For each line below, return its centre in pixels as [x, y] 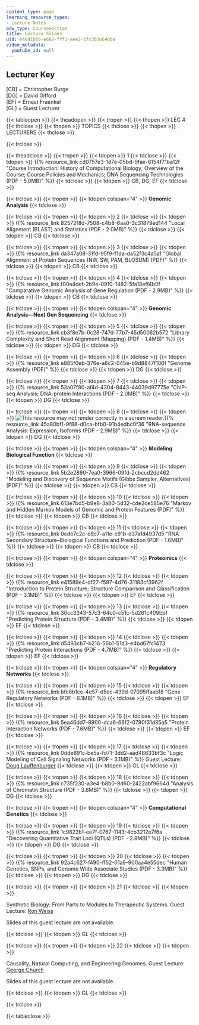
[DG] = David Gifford [31, 95]
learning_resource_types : [38, 17]
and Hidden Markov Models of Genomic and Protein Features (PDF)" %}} [96, 509]
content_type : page [30, 12]
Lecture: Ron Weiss [30, 911]
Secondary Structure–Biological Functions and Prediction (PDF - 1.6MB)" [95, 540]
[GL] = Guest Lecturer [33, 108]
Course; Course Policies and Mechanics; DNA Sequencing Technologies [95, 174]
